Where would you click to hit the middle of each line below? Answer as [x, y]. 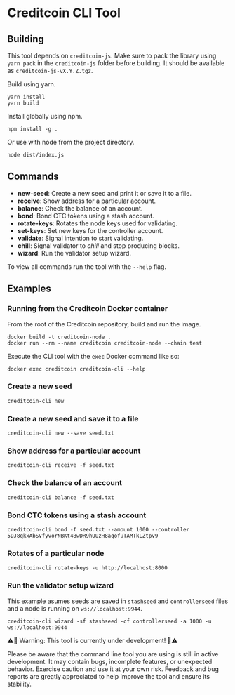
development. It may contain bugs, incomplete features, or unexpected [110, 661]
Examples [29, 289]
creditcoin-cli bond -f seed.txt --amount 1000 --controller [99, 529]
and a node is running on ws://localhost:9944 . [75, 608]
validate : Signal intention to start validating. [80, 238]
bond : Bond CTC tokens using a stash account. [86, 216]
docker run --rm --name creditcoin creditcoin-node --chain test [105, 343]
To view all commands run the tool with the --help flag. [87, 266]
